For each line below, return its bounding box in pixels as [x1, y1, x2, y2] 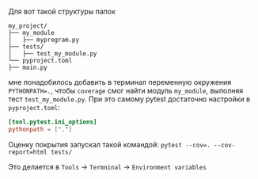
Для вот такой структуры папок [8, 7, 116, 16]
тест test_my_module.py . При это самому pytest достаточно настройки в [8, 94, 251, 104]
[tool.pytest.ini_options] [8, 118, 97, 126]
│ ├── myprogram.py [8, 36, 80, 44]
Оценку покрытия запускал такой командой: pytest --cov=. [8, 139, 211, 149]
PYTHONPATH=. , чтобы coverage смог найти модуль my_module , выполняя [8, 86, 244, 95]
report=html [8, 148, 47, 156]
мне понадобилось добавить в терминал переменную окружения [8, 78, 232, 86]
